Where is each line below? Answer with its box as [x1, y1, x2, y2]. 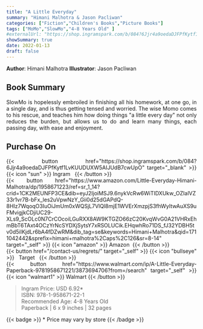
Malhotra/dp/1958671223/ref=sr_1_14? [6, 183, 100, 191]
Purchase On [6, 142, 56, 152]
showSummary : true [6, 37, 53, 43]
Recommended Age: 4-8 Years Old [21, 298, 109, 305]
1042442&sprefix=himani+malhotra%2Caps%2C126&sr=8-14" [6, 235, 162, 242]
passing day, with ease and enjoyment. [6, 124, 104, 131]
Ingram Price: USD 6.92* [21, 285, 83, 292]
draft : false [6, 48, 39, 54]
